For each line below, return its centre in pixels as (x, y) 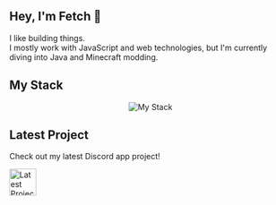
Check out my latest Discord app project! (85, 157)
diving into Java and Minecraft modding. (84, 57)
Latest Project (49, 135)
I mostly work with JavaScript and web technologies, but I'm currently (138, 47)
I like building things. (47, 38)
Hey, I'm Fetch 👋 (56, 17)
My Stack (36, 85)
